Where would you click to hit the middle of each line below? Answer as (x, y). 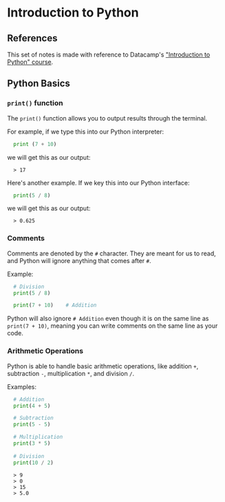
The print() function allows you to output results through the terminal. (107, 118)
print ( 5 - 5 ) (32, 425)
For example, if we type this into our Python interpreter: (86, 132)
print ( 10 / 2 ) (33, 463)
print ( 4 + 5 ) (32, 406)
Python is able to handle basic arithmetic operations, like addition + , (103, 366)
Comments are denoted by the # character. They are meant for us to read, (112, 253)
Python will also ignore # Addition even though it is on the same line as (108, 319)
